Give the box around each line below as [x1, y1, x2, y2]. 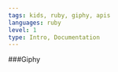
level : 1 [8, 26, 37, 34]
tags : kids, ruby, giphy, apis [8, 11, 111, 20]
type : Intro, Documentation [8, 33, 101, 41]
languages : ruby [8, 19, 61, 27]
